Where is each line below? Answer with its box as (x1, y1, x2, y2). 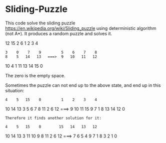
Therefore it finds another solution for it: (5, 116, 101, 121)
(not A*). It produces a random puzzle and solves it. (5, 30, 112, 36)
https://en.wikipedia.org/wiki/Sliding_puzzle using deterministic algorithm (5, 25, 156, 31)
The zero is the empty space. (5, 72, 65, 78)
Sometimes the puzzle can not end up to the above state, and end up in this (5, 82, 161, 88)
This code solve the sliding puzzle (5, 20, 75, 26)
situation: (5, 87, 24, 93)
